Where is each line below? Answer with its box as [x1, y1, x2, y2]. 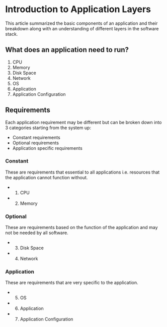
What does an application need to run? [5, 45, 129, 54]
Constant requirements [12, 134, 60, 140]
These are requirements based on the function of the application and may [5, 225, 158, 231]
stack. [5, 31, 18, 37]
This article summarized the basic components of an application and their [5, 20, 158, 26]
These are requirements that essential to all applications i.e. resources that [5, 169, 160, 175]
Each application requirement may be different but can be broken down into [5, 119, 162, 125]
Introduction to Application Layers [5, 4, 151, 15]
